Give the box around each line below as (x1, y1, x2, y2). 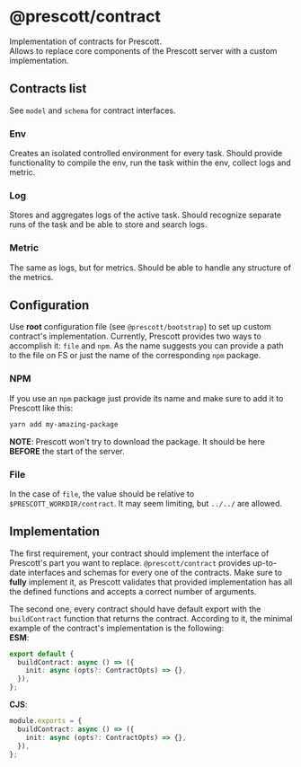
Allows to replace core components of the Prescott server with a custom (9, 45, 278, 56)
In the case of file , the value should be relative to (9, 488, 195, 499)
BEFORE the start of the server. (9, 445, 125, 456)
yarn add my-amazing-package (9, 419, 119, 428)
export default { (9, 649, 75, 658)
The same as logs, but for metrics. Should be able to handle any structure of (9, 262, 292, 273)
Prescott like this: (9, 402, 74, 413)
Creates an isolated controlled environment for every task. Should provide (9, 148, 283, 159)
